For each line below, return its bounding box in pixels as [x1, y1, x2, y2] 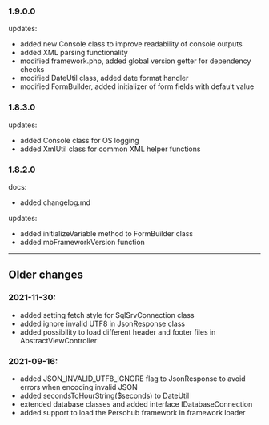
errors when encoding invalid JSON [19, 382, 138, 391]
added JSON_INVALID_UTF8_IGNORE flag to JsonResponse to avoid [19, 374, 246, 383]
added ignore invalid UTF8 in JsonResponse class [19, 319, 186, 328]
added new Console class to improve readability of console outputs [19, 39, 243, 49]
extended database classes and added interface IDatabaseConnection [19, 399, 253, 409]
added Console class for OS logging [19, 135, 139, 145]
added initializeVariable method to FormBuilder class [19, 228, 194, 238]
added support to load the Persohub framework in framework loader [19, 407, 246, 417]
